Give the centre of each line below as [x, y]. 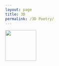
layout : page [19, 10]
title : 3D [15, 14]
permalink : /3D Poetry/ [30, 19]
